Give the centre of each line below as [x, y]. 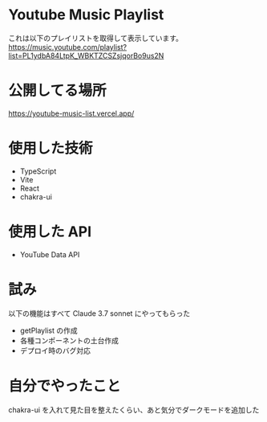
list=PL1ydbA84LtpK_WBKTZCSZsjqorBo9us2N [86, 55]
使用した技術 [51, 148]
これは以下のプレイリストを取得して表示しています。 [95, 38]
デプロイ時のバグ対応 [55, 350]
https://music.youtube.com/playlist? [67, 47]
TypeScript [38, 171]
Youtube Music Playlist [86, 15]
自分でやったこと [65, 385]
